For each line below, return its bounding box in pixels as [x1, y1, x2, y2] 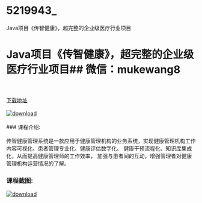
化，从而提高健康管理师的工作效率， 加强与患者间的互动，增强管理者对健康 [6, 152, 192, 160]
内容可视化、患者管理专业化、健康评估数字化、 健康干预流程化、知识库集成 [6, 145, 192, 152]
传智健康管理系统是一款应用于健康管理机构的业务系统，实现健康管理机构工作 [6, 137, 196, 145]
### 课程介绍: [6, 123, 41, 130]
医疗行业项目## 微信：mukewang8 [6, 63, 181, 77]
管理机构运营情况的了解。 [6, 160, 70, 167]
